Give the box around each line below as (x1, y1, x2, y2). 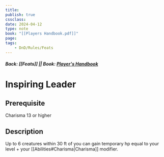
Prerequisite (5, 99, 45, 107)
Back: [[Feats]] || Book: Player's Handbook (5, 61, 98, 67)
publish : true (5, 12, 36, 17)
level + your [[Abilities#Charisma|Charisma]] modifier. (5, 146, 118, 152)
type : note (5, 26, 29, 32)
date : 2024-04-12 (5, 21, 42, 27)
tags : (5, 41, 17, 46)
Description (5, 127, 43, 136)
